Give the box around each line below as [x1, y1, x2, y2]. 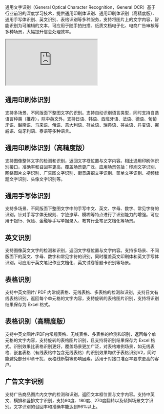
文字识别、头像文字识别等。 [9, 176, 65, 182]
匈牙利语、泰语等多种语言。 [18, 128, 74, 134]
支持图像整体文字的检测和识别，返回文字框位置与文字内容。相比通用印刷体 [5, 158, 155, 163]
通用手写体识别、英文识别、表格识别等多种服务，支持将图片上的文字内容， [5, 17, 155, 22]
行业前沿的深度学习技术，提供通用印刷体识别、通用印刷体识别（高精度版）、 [5, 10, 157, 16]
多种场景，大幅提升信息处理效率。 [5, 29, 74, 34]
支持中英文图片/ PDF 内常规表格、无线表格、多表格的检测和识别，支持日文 [5, 289, 155, 295]
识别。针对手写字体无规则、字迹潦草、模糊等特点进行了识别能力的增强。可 [5, 212, 155, 218]
